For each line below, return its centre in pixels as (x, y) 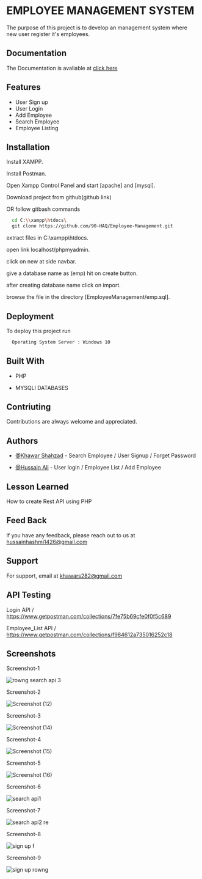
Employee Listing (37, 128)
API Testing (29, 595)
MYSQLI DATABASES (42, 388)
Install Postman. (27, 174)
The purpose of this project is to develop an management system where (97, 28)
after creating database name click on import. (63, 285)
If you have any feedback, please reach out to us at (71, 535)
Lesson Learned (38, 487)
